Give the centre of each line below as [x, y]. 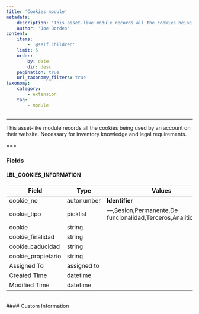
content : [17, 34]
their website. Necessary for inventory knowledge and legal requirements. [97, 134]
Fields [15, 161]
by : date [38, 61]
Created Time [28, 275]
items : [25, 39]
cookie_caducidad [35, 246]
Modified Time [29, 285]
